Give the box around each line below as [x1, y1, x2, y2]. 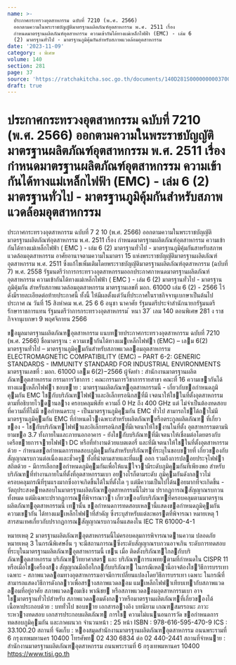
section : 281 [7, 62, 46, 69]
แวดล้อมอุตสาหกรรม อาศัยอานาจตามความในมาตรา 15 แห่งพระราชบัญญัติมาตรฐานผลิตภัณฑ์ [7, 252, 218, 260]
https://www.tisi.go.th [7, 650, 70, 658]
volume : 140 [7, 56, 42, 63]
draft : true [7, 82, 42, 89]
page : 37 [7, 69, 33, 76]
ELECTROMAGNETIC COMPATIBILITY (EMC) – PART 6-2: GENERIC [7, 352, 201, 361]
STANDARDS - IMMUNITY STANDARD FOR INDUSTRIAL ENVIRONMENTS [7, 360, 221, 368]
